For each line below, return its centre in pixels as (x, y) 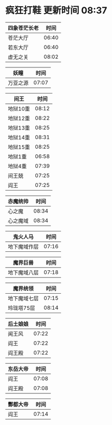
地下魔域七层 (24, 298)
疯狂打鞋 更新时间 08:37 (56, 10)
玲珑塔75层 (21, 308)
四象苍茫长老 (24, 28)
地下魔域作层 (24, 247)
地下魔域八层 (24, 272)
